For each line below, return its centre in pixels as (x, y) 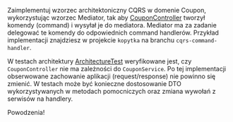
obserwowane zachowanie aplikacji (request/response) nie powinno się (112, 76)
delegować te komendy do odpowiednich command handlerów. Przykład (113, 32)
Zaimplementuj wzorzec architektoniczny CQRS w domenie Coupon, (107, 10)
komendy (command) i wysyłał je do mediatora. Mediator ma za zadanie (112, 25)
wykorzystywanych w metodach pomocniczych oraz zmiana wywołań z (112, 91)
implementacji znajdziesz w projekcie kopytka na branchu (91, 40)
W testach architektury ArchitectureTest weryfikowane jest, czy (100, 61)
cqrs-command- (197, 41)
